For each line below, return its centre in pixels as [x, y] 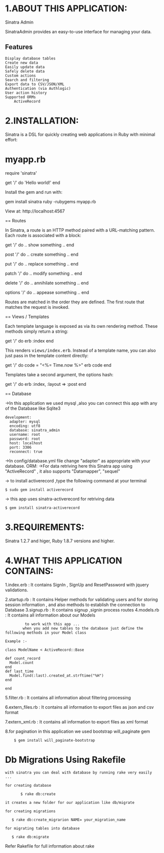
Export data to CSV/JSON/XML [35, 84]
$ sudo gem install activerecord [39, 490]
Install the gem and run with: [34, 192]
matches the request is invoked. [37, 307]
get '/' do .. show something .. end [40, 245]
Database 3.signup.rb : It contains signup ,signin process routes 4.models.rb [82, 610]
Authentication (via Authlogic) [38, 88]
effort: [12, 139]
